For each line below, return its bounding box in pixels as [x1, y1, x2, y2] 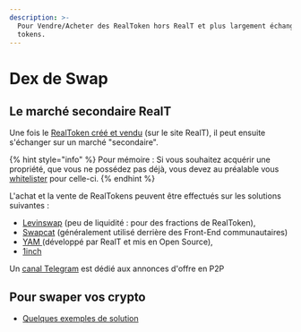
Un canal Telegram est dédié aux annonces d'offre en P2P [9, 263, 225, 274]
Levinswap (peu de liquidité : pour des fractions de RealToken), [21, 217, 256, 228]
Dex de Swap [9, 68, 109, 89]
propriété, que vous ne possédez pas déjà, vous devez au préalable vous [9, 164, 279, 175]
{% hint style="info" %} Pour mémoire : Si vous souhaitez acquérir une [9, 154, 271, 166]
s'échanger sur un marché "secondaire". [9, 137, 159, 148]
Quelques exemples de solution [21, 313, 139, 324]
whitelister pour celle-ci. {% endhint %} [9, 174, 155, 184]
